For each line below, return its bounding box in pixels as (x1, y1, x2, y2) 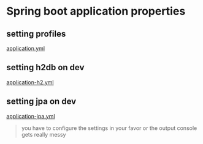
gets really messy (21, 131, 66, 138)
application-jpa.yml (6, 112, 55, 120)
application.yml (6, 45, 45, 52)
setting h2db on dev (6, 62, 85, 73)
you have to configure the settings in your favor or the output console (21, 124, 197, 132)
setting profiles (6, 29, 66, 39)
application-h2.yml (6, 78, 54, 86)
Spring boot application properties (6, 4, 186, 18)
